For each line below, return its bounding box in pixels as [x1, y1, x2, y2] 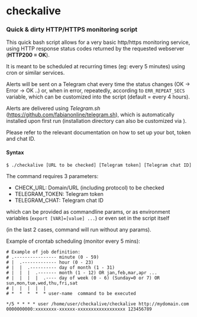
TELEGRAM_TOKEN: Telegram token [14, 190, 104, 197]
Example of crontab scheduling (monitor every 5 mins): [6, 237, 140, 245]
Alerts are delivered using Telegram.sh [6, 105, 101, 112]
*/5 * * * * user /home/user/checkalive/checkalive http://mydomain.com [6, 301, 189, 307]
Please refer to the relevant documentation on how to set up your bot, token [6, 129, 191, 136]
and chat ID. [6, 135, 35, 142]
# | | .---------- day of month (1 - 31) [6, 264, 115, 271]
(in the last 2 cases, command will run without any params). [6, 226, 152, 233]
